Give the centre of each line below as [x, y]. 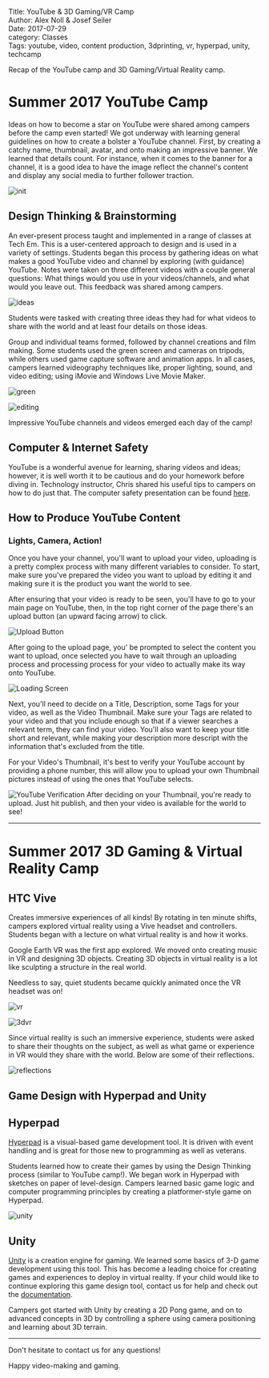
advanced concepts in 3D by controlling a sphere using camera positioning [132, 1319]
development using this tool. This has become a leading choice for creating [132, 1269]
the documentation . [41, 1295]
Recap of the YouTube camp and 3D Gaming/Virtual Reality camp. [117, 70]
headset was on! [36, 991]
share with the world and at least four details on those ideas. [108, 326]
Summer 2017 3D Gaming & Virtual [125, 851]
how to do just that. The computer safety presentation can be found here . [129, 492]
